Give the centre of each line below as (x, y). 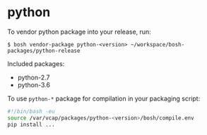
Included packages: (36, 63)
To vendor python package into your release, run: (79, 32)
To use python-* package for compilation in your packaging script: (104, 98)
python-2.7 (34, 77)
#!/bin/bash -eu (31, 111)
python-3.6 (34, 84)
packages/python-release (44, 51)
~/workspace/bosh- (158, 44)
